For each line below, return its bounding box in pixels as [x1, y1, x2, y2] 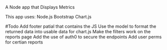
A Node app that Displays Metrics [5, 4, 75, 10]
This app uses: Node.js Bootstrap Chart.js [5, 14, 92, 19]
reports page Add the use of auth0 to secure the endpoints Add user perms [5, 34, 162, 40]
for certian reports [5, 39, 43, 45]
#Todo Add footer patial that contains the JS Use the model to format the [5, 23, 156, 29]
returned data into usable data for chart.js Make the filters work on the [5, 29, 151, 34]
